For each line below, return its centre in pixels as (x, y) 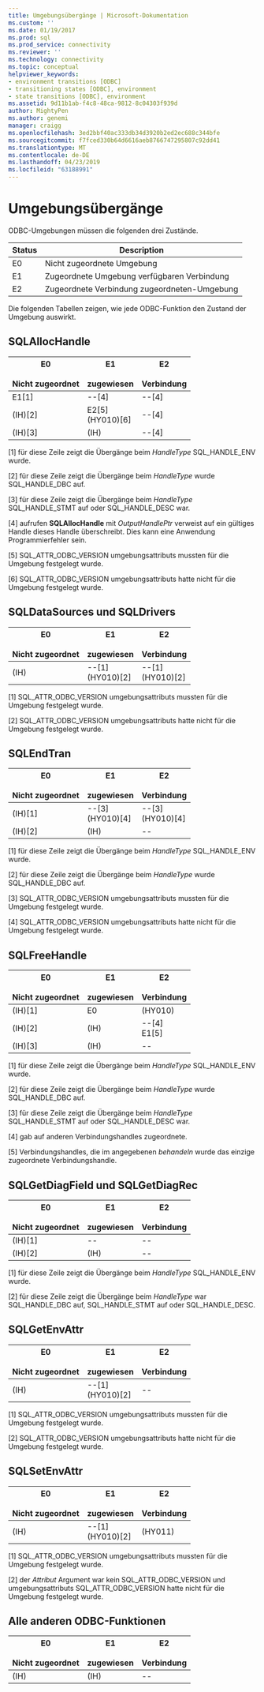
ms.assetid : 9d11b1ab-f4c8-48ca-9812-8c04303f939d (93, 103)
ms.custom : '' (32, 23)
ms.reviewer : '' (35, 52)
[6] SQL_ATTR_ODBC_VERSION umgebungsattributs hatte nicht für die (122, 579)
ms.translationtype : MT (47, 148)
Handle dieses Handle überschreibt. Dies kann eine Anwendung (112, 531)
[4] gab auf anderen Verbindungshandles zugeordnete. (98, 1137)
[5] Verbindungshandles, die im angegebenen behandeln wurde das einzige (131, 1152)
